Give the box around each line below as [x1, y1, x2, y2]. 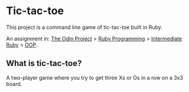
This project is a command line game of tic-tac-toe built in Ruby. [6, 24, 162, 31]
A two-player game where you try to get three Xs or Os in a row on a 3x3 [6, 74, 183, 81]
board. [6, 80, 22, 87]
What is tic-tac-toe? [6, 58, 82, 68]
